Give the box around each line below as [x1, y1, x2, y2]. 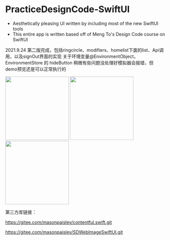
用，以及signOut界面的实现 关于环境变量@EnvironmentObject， [5, 53, 139, 59]
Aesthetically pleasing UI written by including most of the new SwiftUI [12, 20, 159, 26]
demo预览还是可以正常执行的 [5, 66, 66, 72]
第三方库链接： [5, 209, 37, 215]
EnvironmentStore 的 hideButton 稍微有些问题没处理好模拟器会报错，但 [5, 59, 154, 65]
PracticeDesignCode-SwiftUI [5, 4, 130, 15]
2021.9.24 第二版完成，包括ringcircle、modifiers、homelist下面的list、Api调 [5, 47, 164, 53]
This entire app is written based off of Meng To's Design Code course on [12, 31, 165, 37]
